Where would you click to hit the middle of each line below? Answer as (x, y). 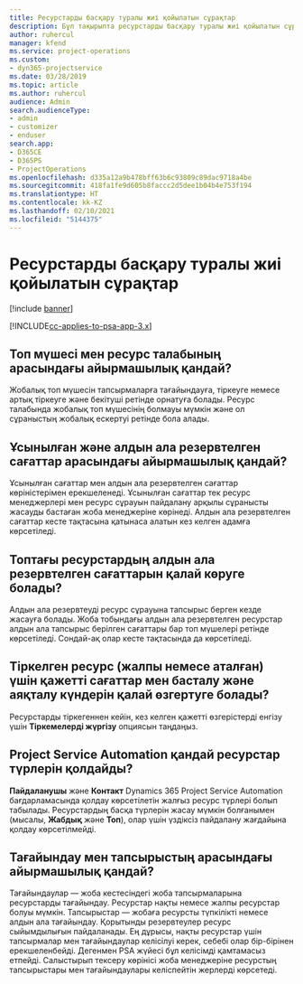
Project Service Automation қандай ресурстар (145, 755)
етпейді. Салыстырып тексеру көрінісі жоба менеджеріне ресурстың (143, 961)
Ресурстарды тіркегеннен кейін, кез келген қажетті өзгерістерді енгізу (146, 717)
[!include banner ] (41, 308)
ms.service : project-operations (70, 52)
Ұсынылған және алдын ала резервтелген (135, 447)
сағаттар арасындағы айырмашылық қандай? (148, 461)
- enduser (28, 136)
